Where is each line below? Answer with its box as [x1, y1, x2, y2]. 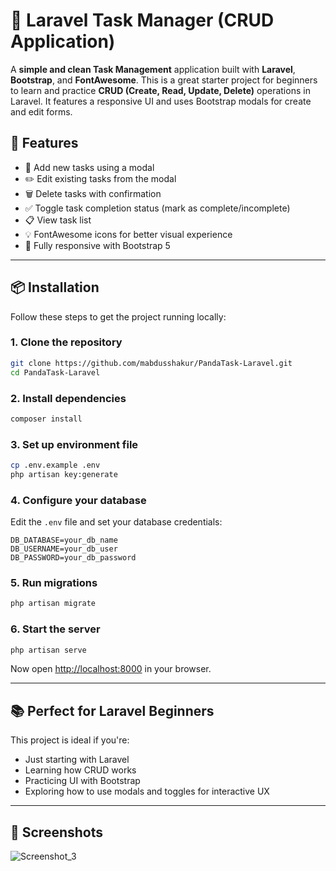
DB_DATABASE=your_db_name [10, 535, 118, 546]
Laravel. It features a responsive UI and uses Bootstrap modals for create [10, 95, 312, 107]
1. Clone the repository [10, 335, 123, 349]
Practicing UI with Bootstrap [24, 775, 141, 787]
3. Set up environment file [10, 437, 139, 451]
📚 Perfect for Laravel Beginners [10, 702, 215, 719]
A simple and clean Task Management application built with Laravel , [10, 63, 296, 75]
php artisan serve [10, 645, 87, 655]
